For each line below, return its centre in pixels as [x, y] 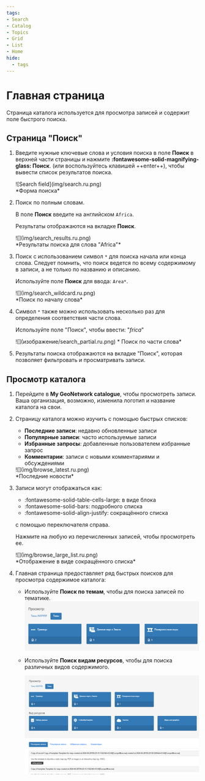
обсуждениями [44, 463]
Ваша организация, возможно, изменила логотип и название [95, 401]
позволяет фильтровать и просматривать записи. [80, 360]
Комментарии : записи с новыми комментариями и [92, 457]
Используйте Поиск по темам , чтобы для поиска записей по [104, 592]
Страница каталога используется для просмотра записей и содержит [98, 113]
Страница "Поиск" [44, 138]
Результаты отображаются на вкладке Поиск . [76, 226]
